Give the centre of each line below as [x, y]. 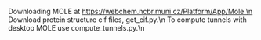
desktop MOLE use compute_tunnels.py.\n [76, 28]
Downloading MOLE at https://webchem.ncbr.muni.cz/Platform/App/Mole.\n [130, 11]
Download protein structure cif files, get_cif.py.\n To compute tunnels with [127, 20]
